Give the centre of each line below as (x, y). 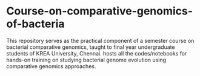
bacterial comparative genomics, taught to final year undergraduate (91, 47)
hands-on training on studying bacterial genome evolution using (86, 60)
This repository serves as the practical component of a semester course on (100, 40)
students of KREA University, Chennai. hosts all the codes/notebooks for (97, 53)
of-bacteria (35, 24)
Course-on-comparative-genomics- (99, 11)
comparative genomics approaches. (51, 66)
